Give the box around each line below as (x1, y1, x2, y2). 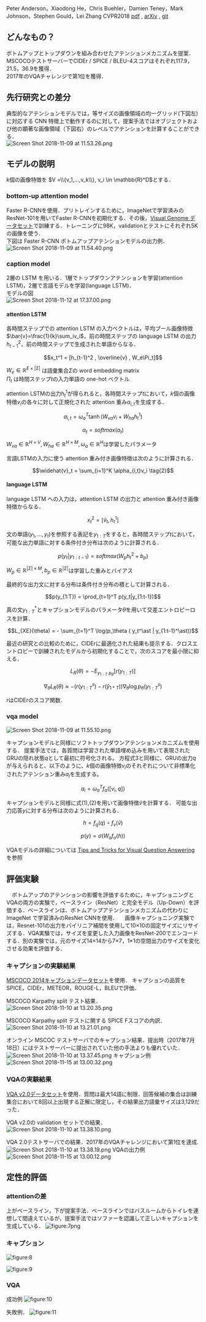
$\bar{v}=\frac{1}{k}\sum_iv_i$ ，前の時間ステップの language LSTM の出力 (6, 332, 197, 340)
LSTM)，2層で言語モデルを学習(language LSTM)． (6, 282, 135, 289)
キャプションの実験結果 (6, 961, 75, 970)
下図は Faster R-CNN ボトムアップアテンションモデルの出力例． (6, 237, 169, 245)
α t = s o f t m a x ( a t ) (82, 426, 124, 435)
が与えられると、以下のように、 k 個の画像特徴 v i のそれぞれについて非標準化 (6, 762, 196, 771)
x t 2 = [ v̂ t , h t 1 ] (86, 515, 120, 525)
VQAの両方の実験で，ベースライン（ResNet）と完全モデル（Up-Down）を (6, 899, 194, 906)
